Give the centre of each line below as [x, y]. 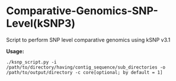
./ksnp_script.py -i [32, 62]
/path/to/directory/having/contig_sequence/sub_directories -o [86, 67]
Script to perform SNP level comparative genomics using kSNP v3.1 [88, 40]
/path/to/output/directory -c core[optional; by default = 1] [84, 72]
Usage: [15, 51]
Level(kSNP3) [41, 23]
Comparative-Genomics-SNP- [82, 11]
